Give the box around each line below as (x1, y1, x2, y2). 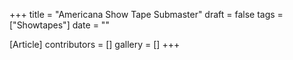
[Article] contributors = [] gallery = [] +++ (9, 39, 181, 50)
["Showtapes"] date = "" (9, 19, 110, 31)
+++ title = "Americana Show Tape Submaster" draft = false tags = (9, 9, 284, 20)
